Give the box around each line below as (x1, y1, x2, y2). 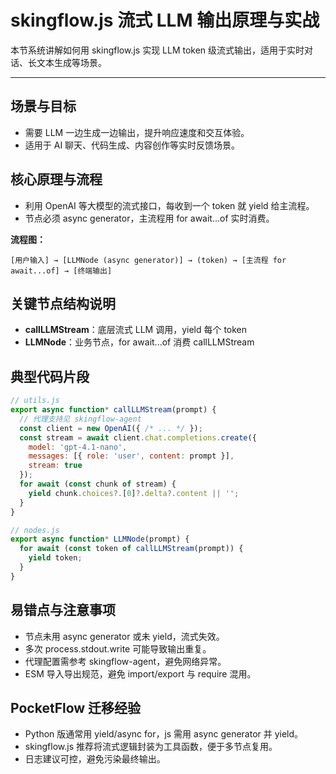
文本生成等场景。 (36, 56, 107, 68)
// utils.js (10, 396, 60, 406)
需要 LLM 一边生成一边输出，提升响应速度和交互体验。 (24, 126, 250, 138)
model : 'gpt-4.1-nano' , (28, 442, 128, 452)
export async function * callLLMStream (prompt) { (10, 405, 217, 415)
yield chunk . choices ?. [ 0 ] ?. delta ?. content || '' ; (28, 488, 240, 498)
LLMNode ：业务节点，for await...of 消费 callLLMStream (24, 336, 255, 348)
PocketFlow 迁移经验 (10, 700, 142, 717)
